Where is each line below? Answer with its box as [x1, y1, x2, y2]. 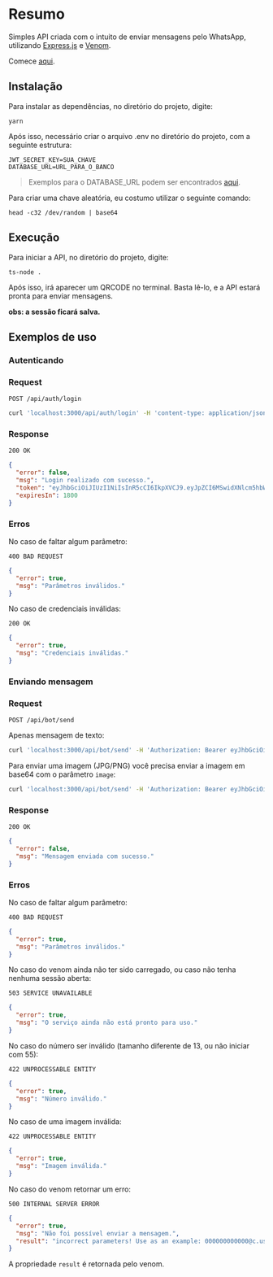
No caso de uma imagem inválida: [8, 1117, 122, 1127]
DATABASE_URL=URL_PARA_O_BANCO [8, 163, 115, 171]
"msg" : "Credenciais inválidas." [15, 649, 129, 657]
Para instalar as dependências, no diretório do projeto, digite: [8, 101, 214, 111]
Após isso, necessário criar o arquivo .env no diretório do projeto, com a [8, 131, 250, 141]
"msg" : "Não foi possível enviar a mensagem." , [15, 1229, 180, 1237]
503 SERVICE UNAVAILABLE [8, 989, 93, 997]
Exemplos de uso [8, 330, 97, 344]
